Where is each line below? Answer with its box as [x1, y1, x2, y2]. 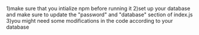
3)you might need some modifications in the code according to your [6, 17, 173, 24]
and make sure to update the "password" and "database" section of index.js [6, 11, 193, 18]
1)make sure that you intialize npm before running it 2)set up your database [6, 5, 191, 12]
